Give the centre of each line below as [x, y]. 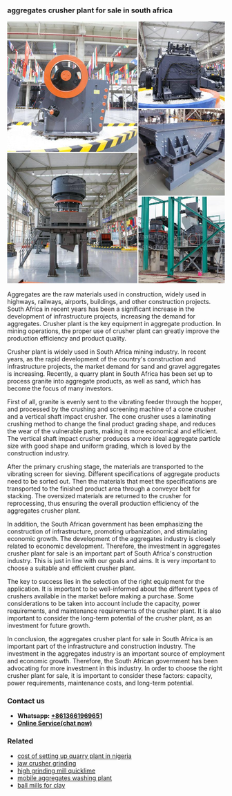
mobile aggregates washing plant [65, 778]
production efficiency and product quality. [67, 338]
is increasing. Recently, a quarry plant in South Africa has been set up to [110, 373]
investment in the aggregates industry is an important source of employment [116, 653]
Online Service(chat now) [55, 723]
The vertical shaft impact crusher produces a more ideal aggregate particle [114, 438]
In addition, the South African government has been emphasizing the [105, 524]
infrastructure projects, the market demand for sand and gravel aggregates [114, 366]
